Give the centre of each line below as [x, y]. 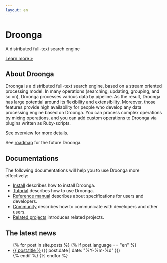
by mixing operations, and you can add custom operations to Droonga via [81, 118]
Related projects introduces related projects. [58, 217]
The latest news [31, 233]
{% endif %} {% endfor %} [40, 256]
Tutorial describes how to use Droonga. [53, 191]
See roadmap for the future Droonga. [43, 143]
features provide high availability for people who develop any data [73, 107]
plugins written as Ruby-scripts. [38, 123]
